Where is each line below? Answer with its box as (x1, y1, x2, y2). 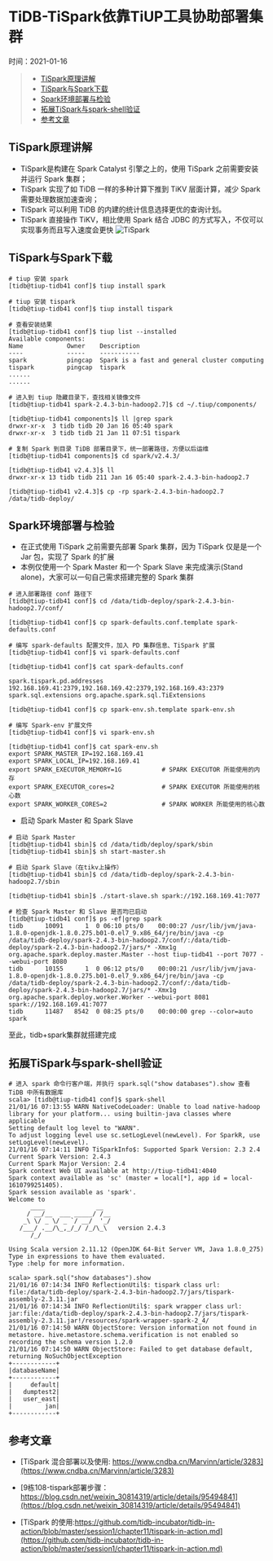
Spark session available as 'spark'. (8, 1189, 137, 1197)
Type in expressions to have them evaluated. (8, 1252, 165, 1261)
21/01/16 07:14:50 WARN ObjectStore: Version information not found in (8, 1324, 257, 1332)
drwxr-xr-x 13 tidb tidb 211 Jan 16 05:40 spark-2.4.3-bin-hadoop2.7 (8, 473, 250, 481)
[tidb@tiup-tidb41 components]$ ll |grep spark (8, 415, 174, 423)
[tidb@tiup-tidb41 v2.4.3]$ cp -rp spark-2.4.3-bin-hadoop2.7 (8, 487, 224, 495)
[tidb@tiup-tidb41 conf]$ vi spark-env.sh (8, 728, 155, 737)
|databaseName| (8, 1366, 60, 1375)
